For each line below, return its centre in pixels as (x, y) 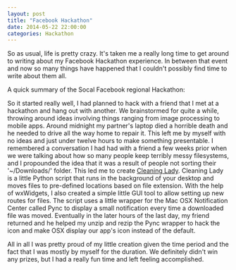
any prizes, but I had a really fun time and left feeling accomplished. (106, 259)
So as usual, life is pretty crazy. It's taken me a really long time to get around (118, 54)
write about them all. (37, 76)
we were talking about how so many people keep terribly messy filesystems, (118, 156)
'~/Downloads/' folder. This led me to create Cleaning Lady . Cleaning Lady (116, 171)
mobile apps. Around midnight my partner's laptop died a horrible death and (118, 126)
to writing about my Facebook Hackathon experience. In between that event (118, 61)
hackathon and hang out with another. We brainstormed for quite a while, (113, 111)
